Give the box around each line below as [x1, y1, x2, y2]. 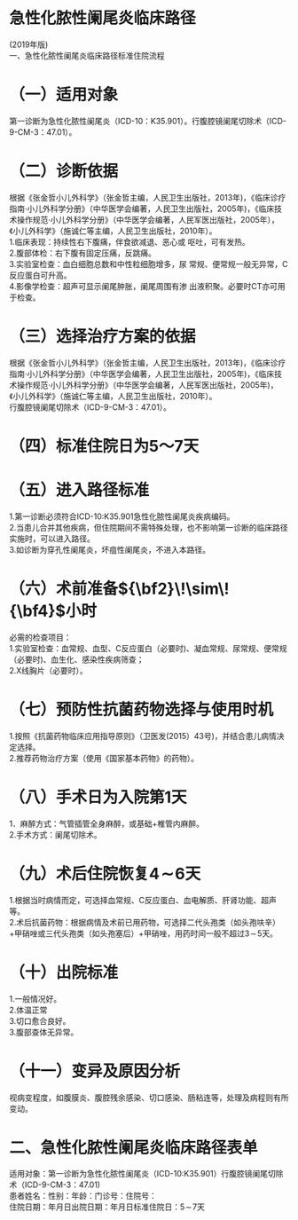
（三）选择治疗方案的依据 [9, 327, 197, 346]
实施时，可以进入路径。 [9, 533, 95, 544]
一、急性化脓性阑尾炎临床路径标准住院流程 [9, 50, 165, 60]
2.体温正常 [9, 1004, 48, 1015]
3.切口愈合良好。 [9, 1015, 71, 1026]
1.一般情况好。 [9, 993, 62, 1004]
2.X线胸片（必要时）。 [9, 665, 89, 675]
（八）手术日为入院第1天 [9, 787, 188, 807]
